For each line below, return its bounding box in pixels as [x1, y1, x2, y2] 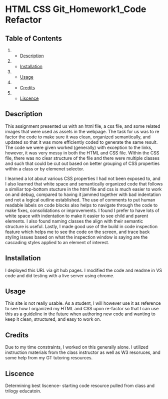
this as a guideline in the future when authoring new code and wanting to [5, 311, 156, 317]
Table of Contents [5, 34, 62, 43]
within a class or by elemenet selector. [5, 165, 84, 171]
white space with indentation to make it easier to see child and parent [5, 213, 148, 219]
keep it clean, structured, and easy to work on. [5, 316, 101, 322]
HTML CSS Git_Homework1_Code [5, 4, 146, 15]
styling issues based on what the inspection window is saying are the [5, 234, 148, 240]
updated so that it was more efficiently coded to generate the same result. [5, 139, 158, 145]
